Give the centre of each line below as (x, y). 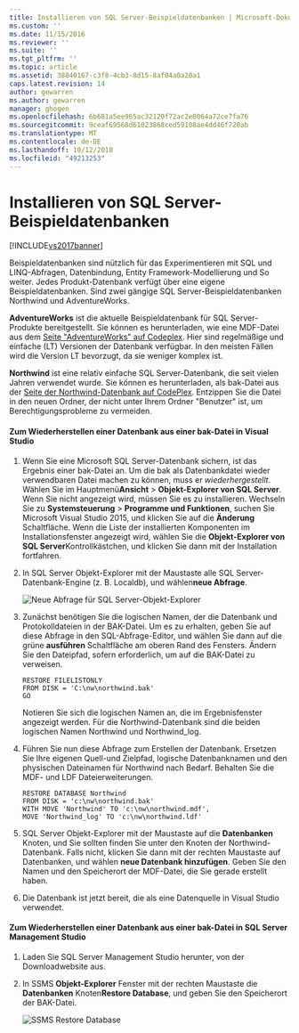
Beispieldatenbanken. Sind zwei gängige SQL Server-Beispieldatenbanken (145, 291)
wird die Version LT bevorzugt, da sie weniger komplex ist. (116, 356)
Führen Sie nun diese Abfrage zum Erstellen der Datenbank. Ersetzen (149, 748)
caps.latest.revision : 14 (57, 84)
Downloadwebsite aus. (64, 966)
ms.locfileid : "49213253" (57, 158)
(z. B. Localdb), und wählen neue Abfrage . (170, 582)
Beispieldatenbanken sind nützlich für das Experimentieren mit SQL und (141, 263)
